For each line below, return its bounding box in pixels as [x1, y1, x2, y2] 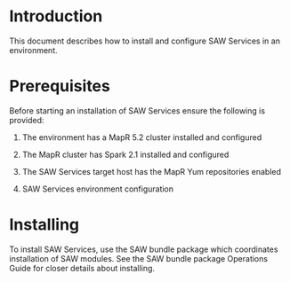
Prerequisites [9, 76, 111, 97]
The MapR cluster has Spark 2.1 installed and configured [21, 149, 230, 160]
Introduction [9, 6, 103, 27]
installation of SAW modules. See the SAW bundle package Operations [9, 253, 269, 263]
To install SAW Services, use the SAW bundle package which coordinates [9, 244, 278, 255]
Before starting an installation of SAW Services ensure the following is [9, 105, 265, 116]
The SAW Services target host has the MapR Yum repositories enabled [21, 166, 282, 176]
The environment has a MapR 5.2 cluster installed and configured [21, 131, 262, 143]
